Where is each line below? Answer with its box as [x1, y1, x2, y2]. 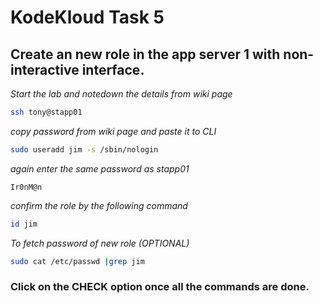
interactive [10, 61, 80, 78]
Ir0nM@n [10, 182, 43, 192]
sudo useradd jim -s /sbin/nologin [10, 144, 159, 155]
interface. [81, 61, 145, 78]
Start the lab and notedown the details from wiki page [10, 88, 233, 100]
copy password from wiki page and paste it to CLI [10, 125, 217, 137]
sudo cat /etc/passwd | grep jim [10, 256, 145, 266]
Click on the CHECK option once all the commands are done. [10, 280, 310, 294]
